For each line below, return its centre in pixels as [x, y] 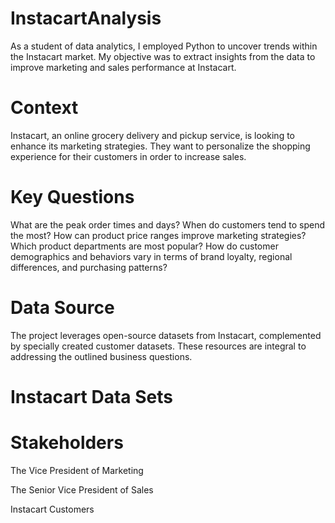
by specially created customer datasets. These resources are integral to [158, 346]
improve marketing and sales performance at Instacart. [123, 67]
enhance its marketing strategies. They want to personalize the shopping [160, 146]
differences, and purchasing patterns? [89, 267]
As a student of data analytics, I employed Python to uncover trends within [164, 46]
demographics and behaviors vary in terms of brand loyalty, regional [151, 256]
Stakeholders [67, 443]
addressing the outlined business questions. [101, 356]
